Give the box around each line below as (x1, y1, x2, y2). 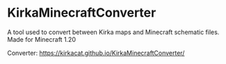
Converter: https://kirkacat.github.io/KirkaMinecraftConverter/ (7, 49, 185, 57)
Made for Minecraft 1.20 (7, 35, 76, 43)
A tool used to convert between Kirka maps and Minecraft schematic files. (7, 28, 220, 36)
